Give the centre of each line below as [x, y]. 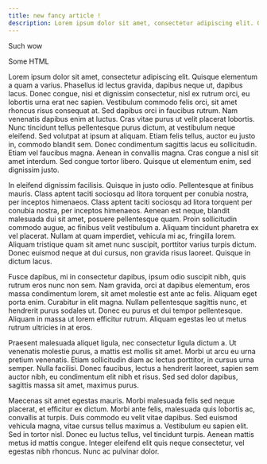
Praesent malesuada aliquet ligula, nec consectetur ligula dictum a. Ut [122, 342]
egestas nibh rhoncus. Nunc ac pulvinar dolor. [84, 451]
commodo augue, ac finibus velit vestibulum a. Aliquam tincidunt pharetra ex [133, 227]
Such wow [25, 45]
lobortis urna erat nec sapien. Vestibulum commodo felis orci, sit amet [123, 102]
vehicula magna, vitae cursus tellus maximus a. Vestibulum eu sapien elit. [128, 426]
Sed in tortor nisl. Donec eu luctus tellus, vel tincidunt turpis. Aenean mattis [131, 434]
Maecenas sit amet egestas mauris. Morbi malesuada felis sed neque [122, 400]
